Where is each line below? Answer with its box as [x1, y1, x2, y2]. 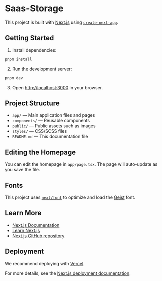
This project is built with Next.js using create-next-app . [5, 19, 118, 25]
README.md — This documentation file [12, 133, 88, 140]
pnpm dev [5, 75, 23, 80]
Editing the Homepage [5, 148, 76, 156]
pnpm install [5, 57, 32, 62]
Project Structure [5, 99, 60, 107]
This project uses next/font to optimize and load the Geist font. [5, 194, 136, 200]
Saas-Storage [5, 3, 64, 14]
